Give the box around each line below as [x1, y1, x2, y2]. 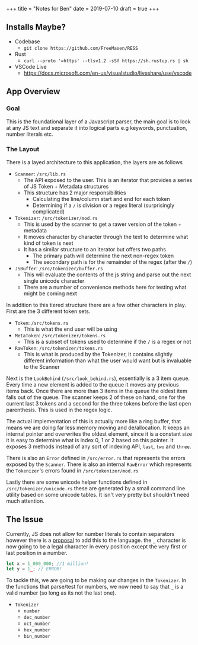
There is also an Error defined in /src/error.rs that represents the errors [6, 454, 186, 461]
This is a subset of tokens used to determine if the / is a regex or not [23, 338, 191, 345]
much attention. [6, 497, 44, 504]
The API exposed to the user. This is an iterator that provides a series [23, 176, 193, 183]
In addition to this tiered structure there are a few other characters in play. [6, 301, 187, 308]
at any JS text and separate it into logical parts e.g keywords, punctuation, [6, 124, 188, 131]
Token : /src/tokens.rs [14, 319, 69, 326]
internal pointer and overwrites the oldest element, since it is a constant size [6, 430, 193, 438]
